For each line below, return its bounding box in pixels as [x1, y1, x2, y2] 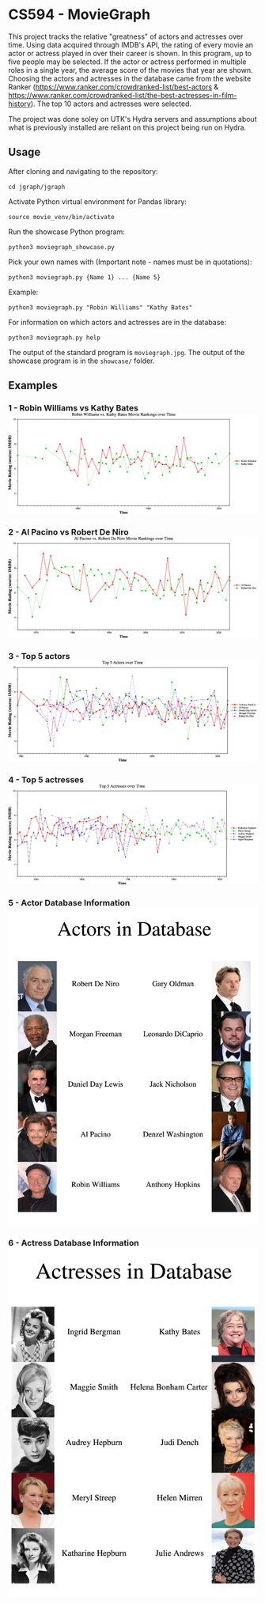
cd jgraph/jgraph [8, 183, 66, 191]
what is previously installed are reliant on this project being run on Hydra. [8, 123, 247, 132]
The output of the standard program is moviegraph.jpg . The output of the [8, 347, 245, 357]
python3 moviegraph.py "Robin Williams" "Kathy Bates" [8, 303, 193, 312]
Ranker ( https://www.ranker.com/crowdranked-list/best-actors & [8, 81, 219, 92]
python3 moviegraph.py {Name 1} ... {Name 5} [8, 273, 161, 282]
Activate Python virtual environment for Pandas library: [8, 196, 187, 206]
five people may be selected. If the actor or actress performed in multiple [8, 57, 247, 66]
